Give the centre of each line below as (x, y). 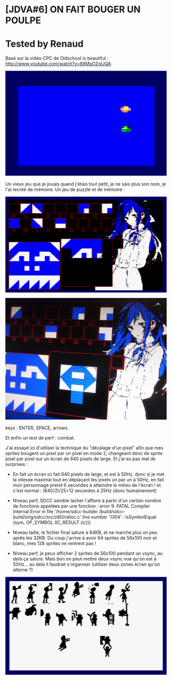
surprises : (17, 464)
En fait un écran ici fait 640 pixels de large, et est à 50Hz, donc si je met (89, 474)
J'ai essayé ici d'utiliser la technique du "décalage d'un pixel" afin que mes (84, 448)
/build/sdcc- (112, 511)
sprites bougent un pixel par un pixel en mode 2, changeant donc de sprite (84, 453)
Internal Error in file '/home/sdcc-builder (55, 511)
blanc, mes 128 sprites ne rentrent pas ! (54, 543)
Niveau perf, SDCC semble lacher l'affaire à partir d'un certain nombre (87, 500)
